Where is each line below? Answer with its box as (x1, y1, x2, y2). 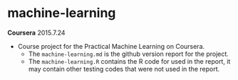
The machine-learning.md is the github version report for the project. (28, 50, 229, 58)
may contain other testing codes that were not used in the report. (28, 64, 220, 73)
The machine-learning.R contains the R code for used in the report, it (28, 57, 231, 65)
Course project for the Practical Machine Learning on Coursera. (17, 42, 205, 50)
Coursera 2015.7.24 (7, 28, 66, 37)
